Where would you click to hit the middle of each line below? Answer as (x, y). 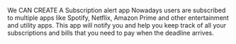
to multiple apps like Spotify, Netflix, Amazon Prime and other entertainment (118, 18)
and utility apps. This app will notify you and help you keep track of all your (117, 25)
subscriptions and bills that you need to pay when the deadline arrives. (111, 33)
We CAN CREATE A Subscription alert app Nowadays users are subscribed (117, 10)
